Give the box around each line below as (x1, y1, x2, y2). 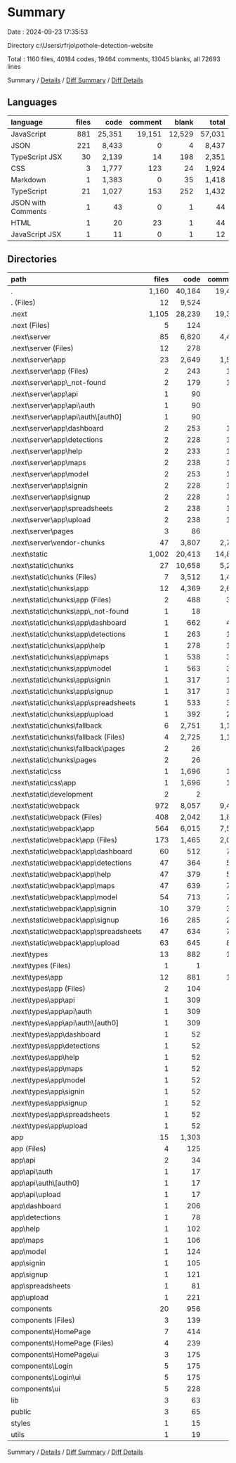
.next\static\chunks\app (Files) (11, 595, 112, 604)
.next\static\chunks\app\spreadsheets (11, 697, 136, 707)
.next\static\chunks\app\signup (11, 686, 114, 696)
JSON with (11, 198, 46, 208)
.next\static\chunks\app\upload (11, 709, 114, 718)
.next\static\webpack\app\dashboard (11, 846, 133, 856)
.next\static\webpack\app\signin (11, 904, 117, 913)
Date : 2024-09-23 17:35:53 (7, 27, 88, 36)
